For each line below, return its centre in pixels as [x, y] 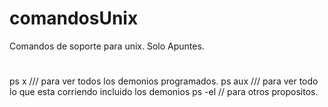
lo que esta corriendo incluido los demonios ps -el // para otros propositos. [164, 92]
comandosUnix [74, 18]
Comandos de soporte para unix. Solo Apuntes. [107, 46]
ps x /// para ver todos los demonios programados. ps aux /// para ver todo [164, 81]
